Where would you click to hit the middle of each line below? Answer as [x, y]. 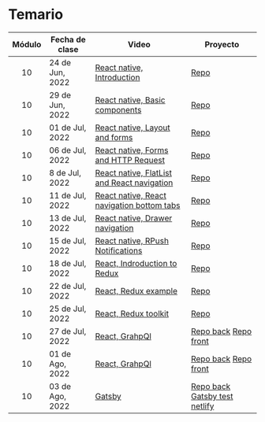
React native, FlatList [133, 172]
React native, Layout [133, 128]
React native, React [131, 195]
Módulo [27, 44]
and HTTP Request [130, 160]
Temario [36, 15]
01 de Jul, [67, 128]
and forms [114, 137]
